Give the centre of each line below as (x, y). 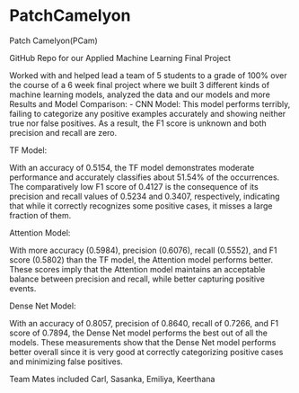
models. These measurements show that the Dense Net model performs (143, 342)
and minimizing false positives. (66, 362)
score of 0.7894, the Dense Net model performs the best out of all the (138, 333)
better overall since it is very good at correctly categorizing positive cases (146, 352)
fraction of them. (40, 215)
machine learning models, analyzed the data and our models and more (140, 94)
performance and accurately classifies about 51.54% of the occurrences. (145, 177)
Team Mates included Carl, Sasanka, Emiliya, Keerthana (112, 379)
